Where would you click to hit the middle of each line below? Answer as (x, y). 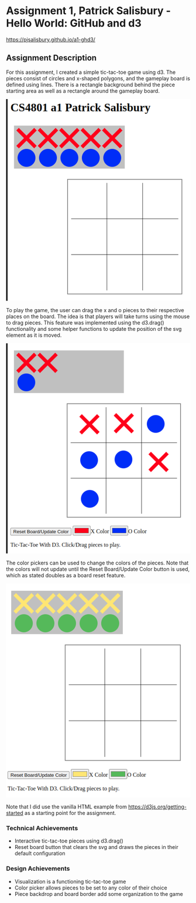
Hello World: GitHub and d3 (74, 23)
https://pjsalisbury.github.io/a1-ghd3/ (51, 39)
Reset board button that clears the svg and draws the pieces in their (96, 847)
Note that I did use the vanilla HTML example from (67, 807)
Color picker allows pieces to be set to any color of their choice (91, 888)
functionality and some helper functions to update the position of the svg (94, 329)
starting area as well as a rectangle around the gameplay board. (83, 91)
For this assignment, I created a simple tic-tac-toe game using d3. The (91, 72)
